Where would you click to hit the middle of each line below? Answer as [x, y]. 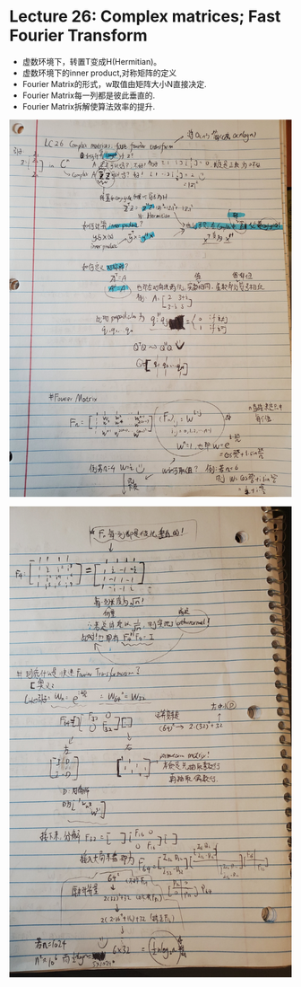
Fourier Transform [78, 35]
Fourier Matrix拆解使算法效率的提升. [88, 106]
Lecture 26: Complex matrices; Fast [145, 17]
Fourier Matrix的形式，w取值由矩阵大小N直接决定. [114, 84]
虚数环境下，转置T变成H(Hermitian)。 [92, 61]
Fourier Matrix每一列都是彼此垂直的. [88, 95]
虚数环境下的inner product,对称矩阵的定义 [99, 73]
